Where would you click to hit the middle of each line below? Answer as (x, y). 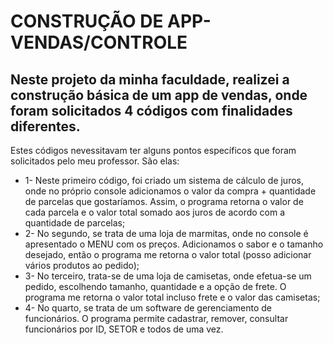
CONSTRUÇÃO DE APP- (111, 21)
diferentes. (45, 126)
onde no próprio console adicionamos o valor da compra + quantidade (170, 191)
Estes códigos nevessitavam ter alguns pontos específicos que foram (153, 150)
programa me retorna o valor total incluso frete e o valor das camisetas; (172, 297)
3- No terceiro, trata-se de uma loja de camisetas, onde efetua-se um (168, 276)
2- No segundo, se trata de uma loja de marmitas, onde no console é (166, 233)
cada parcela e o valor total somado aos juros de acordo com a (155, 212)
